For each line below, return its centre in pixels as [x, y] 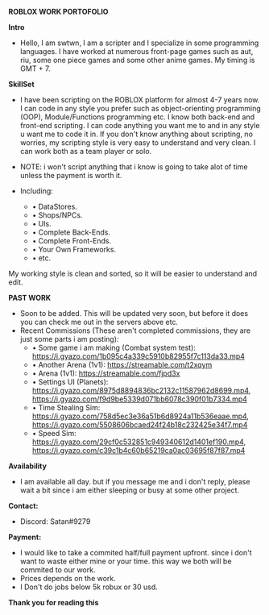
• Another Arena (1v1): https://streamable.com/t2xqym [122, 365]
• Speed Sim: [54, 433]
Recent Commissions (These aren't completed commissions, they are [135, 330]
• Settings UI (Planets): [70, 382]
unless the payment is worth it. [71, 175]
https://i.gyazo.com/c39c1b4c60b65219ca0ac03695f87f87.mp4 [139, 450]
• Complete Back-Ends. [71, 232]
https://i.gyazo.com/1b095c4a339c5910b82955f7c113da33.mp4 [139, 356]
